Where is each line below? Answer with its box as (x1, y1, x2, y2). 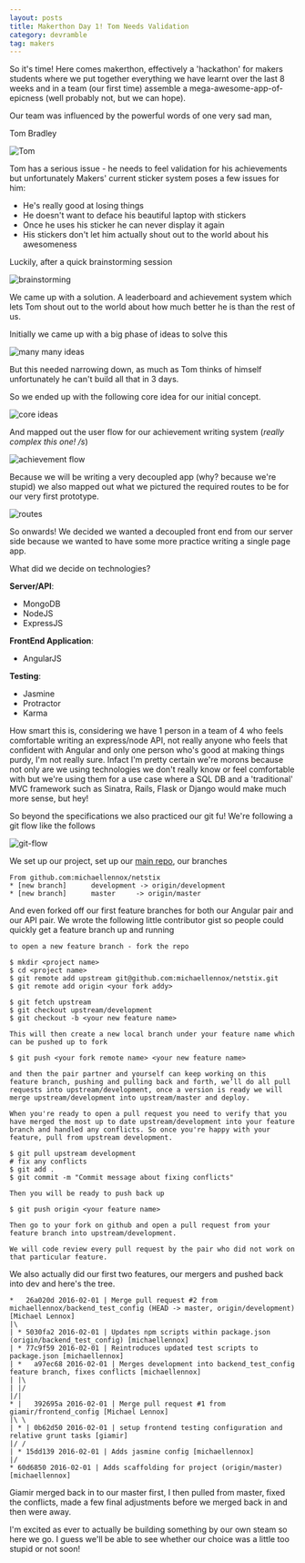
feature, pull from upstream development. (9, 1133, 173, 1142)
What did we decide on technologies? (9, 563, 151, 574)
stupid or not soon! (9, 1544, 80, 1555)
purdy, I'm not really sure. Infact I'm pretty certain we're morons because (9, 755, 284, 766)
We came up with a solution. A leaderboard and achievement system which (9, 292, 292, 303)
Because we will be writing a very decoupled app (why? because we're (9, 472, 277, 482)
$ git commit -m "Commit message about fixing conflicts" (9, 1173, 234, 1182)
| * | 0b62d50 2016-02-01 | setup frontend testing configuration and (9, 1424, 283, 1433)
